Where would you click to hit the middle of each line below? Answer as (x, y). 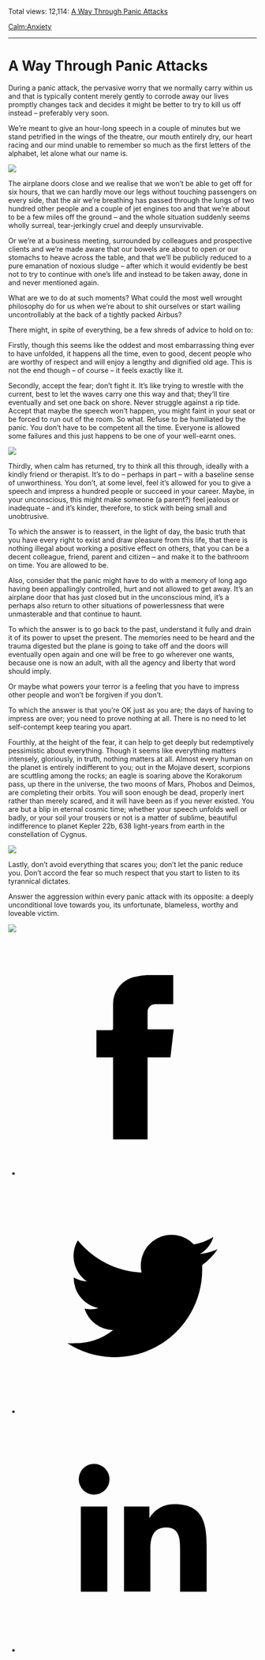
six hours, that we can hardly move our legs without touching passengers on (132, 192)
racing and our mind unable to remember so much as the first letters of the (129, 144)
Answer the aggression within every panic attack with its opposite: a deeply (131, 896)
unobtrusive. (29, 516)
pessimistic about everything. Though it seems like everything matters (122, 750)
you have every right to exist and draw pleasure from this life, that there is (128, 540)
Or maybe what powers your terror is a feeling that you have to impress (124, 686)
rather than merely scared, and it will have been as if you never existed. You (131, 801)
